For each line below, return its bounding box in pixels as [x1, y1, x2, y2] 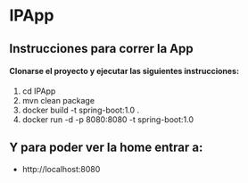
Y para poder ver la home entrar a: [9, 140, 203, 155]
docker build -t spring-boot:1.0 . [21, 104, 140, 115]
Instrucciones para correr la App [9, 41, 194, 56]
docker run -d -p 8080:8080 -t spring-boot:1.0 [21, 113, 194, 125]
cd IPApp [21, 86, 56, 96]
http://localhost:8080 [21, 163, 101, 174]
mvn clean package [21, 95, 95, 105]
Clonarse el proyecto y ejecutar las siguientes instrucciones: [9, 66, 239, 77]
